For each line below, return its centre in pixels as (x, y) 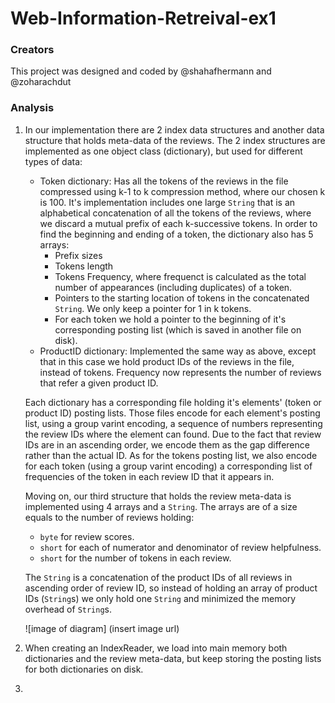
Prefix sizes (78, 255)
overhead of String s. (68, 609)
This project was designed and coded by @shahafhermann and (141, 71)
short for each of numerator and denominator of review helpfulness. (180, 547)
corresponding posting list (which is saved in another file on (178, 329)
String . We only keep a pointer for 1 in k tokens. (153, 308)
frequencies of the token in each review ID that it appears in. (149, 476)
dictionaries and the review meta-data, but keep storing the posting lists (173, 658)
